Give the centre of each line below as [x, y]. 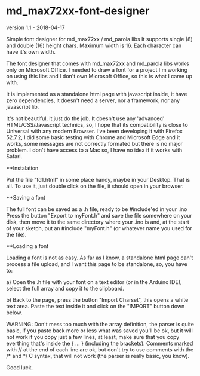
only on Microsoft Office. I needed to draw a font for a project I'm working [97, 69]
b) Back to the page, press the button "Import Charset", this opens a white [97, 299]
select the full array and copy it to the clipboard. [65, 288]
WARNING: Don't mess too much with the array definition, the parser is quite [100, 324]
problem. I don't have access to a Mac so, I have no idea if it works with [94, 150]
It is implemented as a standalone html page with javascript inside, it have [97, 94]
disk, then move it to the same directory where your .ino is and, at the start [98, 222]
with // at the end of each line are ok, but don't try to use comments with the [100, 349]
